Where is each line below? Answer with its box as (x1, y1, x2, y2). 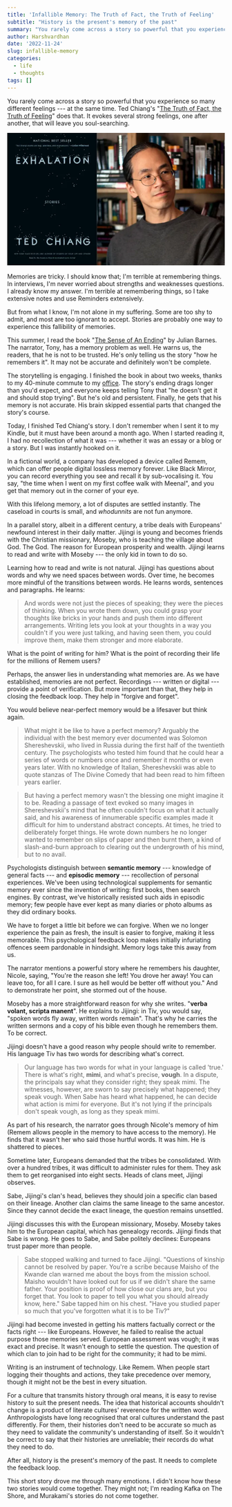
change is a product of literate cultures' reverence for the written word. (7, 1406, 209, 1414)
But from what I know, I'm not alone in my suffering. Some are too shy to (7, 307, 213, 316)
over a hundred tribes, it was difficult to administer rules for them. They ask (7, 1163, 222, 1172)
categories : (7, 55, 41, 62)
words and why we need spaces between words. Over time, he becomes (7, 571, 215, 579)
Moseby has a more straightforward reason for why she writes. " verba (7, 999, 208, 1008)
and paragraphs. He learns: (7, 585, 85, 594)
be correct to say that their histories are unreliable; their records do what (7, 1435, 214, 1443)
